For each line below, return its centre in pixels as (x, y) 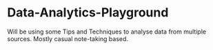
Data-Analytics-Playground (88, 13)
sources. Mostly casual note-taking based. (68, 38)
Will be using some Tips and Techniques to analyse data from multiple (107, 32)
